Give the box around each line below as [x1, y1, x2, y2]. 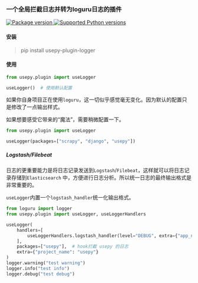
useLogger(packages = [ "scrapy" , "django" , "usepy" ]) [6, 138, 136, 145]
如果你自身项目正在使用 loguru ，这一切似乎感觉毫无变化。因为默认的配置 [6, 96, 182, 104]
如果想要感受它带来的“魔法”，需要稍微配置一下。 [6, 116, 125, 123]
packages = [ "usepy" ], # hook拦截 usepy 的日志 [16, 244, 128, 249]
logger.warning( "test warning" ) [6, 260, 85, 266]
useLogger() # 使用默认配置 [6, 85, 72, 91]
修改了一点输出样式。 [11, 104, 63, 111]
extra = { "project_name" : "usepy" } [16, 249, 99, 255]
